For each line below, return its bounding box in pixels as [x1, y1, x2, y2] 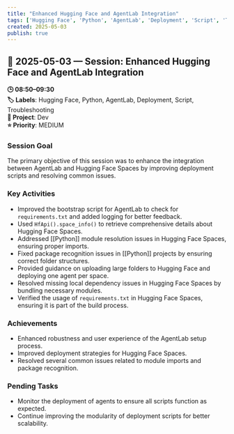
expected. [17, 405, 47, 413]
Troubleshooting [7, 106, 54, 114]
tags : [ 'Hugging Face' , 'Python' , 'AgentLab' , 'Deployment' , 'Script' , [7, 17, 219, 24]
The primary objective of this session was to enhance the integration [7, 157, 204, 165]
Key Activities [7, 189, 56, 199]
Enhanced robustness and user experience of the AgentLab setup [17, 334, 207, 342]
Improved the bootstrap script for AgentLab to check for [17, 205, 179, 213]
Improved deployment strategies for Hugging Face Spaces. [17, 349, 187, 357]
